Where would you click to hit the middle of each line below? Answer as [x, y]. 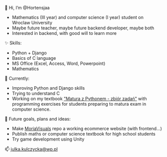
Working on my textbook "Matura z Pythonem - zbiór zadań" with [79, 99]
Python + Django [29, 53]
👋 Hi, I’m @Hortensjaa [27, 8]
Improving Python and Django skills [48, 88]
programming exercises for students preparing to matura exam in [79, 104]
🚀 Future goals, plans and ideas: [38, 119]
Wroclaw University [32, 23]
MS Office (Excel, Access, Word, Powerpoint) [58, 63]
